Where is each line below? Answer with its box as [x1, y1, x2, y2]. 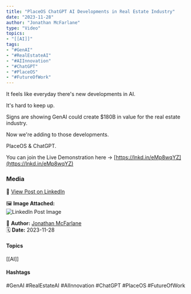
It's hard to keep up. [6, 102, 55, 109]
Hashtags [6, 269, 31, 276]
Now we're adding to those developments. [6, 131, 109, 138]
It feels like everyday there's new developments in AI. [6, 91, 136, 98]
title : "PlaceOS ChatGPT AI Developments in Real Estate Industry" [6, 8, 176, 15]
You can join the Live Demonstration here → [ [6, 154, 116, 161]
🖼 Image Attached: [6, 200, 55, 207]
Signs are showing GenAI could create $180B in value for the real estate [6, 113, 181, 121]
